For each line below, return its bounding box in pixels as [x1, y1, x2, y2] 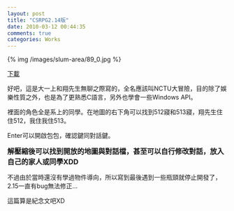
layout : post [7, 10, 45, 17]
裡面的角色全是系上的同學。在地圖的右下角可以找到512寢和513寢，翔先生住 [7, 108, 224, 116]
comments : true [7, 29, 52, 37]
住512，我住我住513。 [7, 116, 71, 125]
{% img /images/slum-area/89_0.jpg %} [7, 55, 122, 63]
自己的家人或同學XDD [7, 157, 79, 167]
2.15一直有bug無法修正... [7, 182, 78, 190]
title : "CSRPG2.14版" [7, 17, 69, 24]
